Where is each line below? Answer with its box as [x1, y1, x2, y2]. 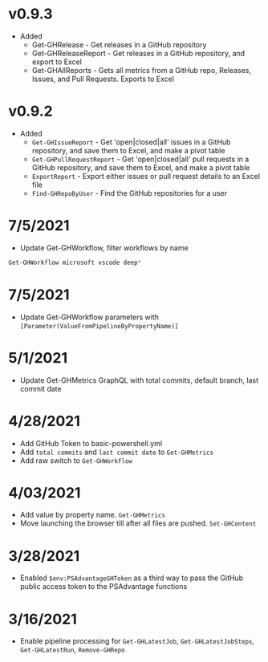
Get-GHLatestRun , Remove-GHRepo [19, 645, 126, 655]
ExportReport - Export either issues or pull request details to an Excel [31, 171, 261, 181]
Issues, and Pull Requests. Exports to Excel [31, 74, 175, 83]
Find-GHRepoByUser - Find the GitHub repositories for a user [31, 188, 227, 197]
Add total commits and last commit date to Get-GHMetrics [19, 447, 214, 457]
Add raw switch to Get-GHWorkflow [19, 455, 132, 465]
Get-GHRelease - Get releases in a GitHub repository [31, 39, 207, 49]
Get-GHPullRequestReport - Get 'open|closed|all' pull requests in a [31, 154, 250, 164]
